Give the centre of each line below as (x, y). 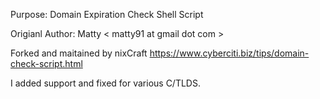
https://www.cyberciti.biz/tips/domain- (229, 53)
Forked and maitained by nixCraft (79, 53)
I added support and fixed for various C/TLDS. (105, 83)
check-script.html (46, 63)
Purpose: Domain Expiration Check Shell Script (107, 14)
